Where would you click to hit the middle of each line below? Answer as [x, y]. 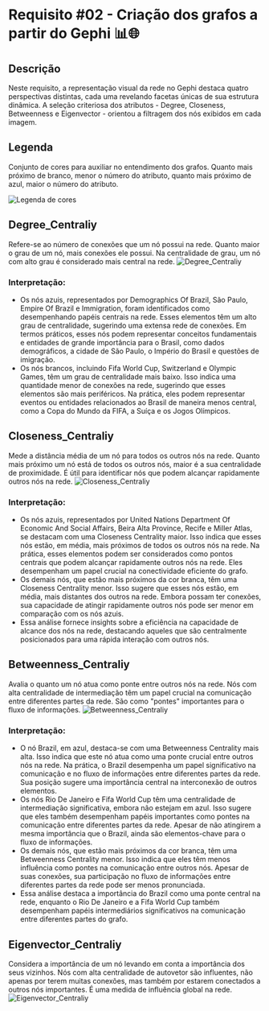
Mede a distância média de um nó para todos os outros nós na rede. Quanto [134, 456]
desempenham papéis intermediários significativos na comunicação [133, 910]
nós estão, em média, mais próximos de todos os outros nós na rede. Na [140, 546]
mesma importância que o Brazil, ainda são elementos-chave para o [133, 834]
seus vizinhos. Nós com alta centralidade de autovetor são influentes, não [130, 972]
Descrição [35, 69]
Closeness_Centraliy [61, 436]
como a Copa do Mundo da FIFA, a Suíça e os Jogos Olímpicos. [125, 411]
